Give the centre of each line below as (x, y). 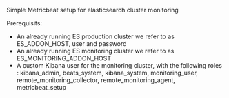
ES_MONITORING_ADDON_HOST (64, 58)
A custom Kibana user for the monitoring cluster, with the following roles (119, 65)
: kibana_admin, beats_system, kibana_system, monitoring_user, (107, 73)
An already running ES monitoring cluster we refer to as (95, 51)
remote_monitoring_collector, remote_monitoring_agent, (96, 80)
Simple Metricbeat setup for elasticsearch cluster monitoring (92, 10)
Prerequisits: (24, 23)
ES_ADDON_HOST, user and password (71, 44)
